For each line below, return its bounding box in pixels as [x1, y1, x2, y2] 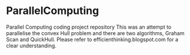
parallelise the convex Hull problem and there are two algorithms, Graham [6, 29, 185, 36]
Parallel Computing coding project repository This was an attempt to [6, 23, 172, 30]
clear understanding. [6, 42, 57, 49]
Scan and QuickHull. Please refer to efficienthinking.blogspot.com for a [6, 36, 178, 43]
